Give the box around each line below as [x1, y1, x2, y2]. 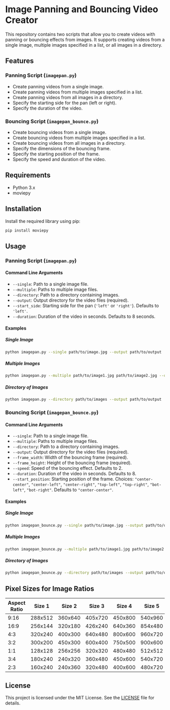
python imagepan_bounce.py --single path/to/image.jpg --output [5, 523, 144, 528]
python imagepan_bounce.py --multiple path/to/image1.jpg [5, 546, 130, 552]
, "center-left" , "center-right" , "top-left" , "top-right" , [28, 481, 149, 488]
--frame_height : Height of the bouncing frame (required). [12, 460, 132, 466]
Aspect [8, 599, 26, 606]
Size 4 [116, 603, 132, 610]
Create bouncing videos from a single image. [12, 129, 107, 135]
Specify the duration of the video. [12, 105, 83, 111]
